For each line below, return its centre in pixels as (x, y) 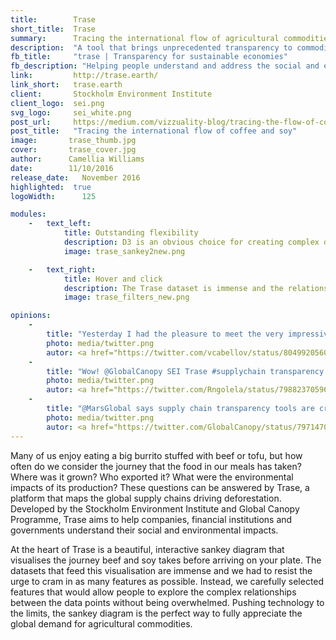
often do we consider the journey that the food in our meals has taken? (156, 466)
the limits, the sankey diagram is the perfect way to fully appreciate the (156, 613)
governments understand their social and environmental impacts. (144, 530)
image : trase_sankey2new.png (124, 251)
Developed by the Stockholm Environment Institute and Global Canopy (155, 508)
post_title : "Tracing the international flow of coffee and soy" (154, 131)
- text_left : (60, 224)
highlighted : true (51, 187)
